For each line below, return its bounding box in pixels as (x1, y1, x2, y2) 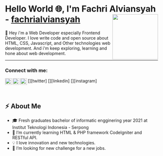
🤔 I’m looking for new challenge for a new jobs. (12, 145, 106, 151)
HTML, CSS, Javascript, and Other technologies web (5, 40, 111, 46)
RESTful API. (12, 135, 38, 141)
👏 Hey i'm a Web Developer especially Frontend (5, 30, 100, 36)
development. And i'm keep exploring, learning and (5, 45, 107, 51)
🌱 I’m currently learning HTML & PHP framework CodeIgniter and (12, 129, 142, 136)
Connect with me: (5, 67, 48, 73)
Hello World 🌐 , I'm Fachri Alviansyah (5, 3, 156, 14)
